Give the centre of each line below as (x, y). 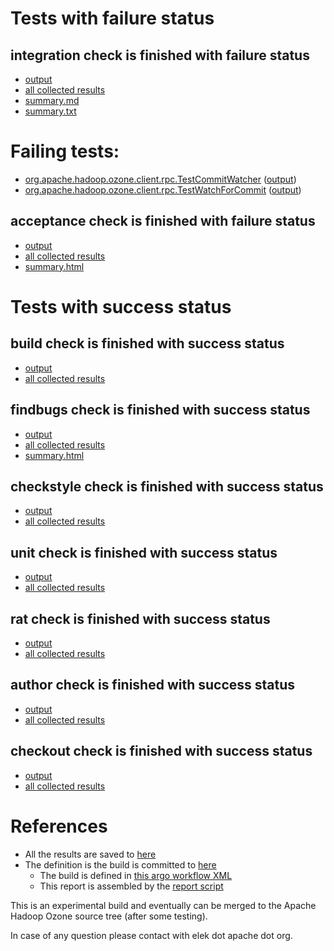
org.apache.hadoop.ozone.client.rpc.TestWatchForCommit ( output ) (163, 189)
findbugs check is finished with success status (160, 410)
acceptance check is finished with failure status (163, 221)
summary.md (52, 100)
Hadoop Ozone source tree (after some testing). (109, 916)
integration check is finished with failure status (160, 55)
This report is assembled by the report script (131, 886)
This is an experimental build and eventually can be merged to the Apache (163, 905)
